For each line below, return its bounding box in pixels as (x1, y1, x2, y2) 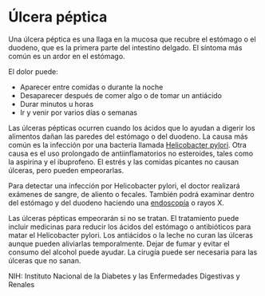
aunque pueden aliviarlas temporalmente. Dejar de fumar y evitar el (8, 239, 230, 248)
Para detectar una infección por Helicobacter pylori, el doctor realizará (8, 180, 241, 191)
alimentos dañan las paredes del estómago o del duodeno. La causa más (8, 132, 248, 141)
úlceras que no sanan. (8, 255, 81, 265)
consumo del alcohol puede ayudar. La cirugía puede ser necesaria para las (8, 247, 258, 257)
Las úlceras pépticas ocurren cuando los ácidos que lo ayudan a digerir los (8, 123, 255, 132)
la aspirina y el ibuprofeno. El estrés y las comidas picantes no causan (8, 156, 239, 167)
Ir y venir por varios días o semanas (19, 108, 138, 117)
